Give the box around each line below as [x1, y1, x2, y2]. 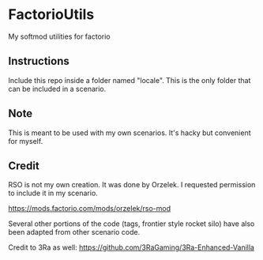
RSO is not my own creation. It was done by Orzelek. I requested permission [8, 180, 256, 190]
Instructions [8, 55, 70, 68]
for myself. [8, 136, 43, 145]
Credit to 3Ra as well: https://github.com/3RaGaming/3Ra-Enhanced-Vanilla [8, 243, 255, 252]
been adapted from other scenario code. [8, 228, 141, 237]
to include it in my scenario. [8, 188, 99, 198]
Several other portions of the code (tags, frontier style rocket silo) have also [8, 219, 255, 228]
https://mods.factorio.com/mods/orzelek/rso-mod [8, 204, 171, 213]
